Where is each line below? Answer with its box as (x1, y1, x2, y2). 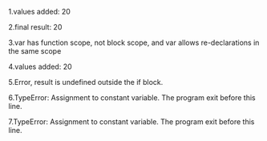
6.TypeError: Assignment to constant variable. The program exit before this (8, 93, 256, 103)
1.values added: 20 (8, 7, 71, 16)
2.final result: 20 (8, 22, 63, 31)
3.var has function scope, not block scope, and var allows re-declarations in (8, 38, 260, 47)
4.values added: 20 (8, 62, 72, 71)
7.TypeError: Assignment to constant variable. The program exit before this (8, 117, 255, 127)
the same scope (8, 46, 62, 55)
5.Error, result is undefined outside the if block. (8, 78, 164, 87)
